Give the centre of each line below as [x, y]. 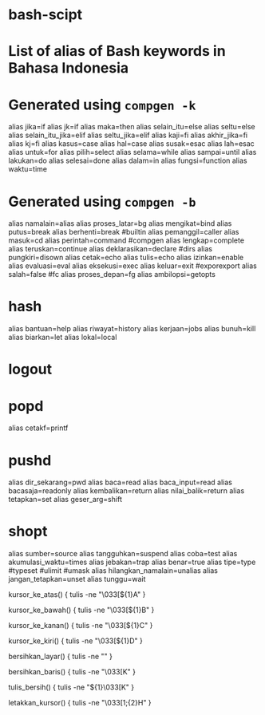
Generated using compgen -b [102, 201]
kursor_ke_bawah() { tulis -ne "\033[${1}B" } [81, 610]
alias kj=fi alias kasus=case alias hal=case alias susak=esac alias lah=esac [132, 144]
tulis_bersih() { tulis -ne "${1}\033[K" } [71, 687]
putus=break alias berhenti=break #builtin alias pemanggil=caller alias [124, 232]
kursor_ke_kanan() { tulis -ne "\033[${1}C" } [81, 626]
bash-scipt [45, 15]
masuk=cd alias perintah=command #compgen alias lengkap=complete [127, 240]
